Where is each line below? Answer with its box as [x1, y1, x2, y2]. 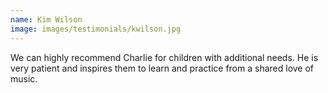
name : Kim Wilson [10, 14, 83, 25]
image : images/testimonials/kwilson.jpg [10, 24, 182, 34]
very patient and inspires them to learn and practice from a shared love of [10, 62, 315, 74]
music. [10, 72, 38, 85]
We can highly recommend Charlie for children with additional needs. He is [10, 51, 319, 63]
